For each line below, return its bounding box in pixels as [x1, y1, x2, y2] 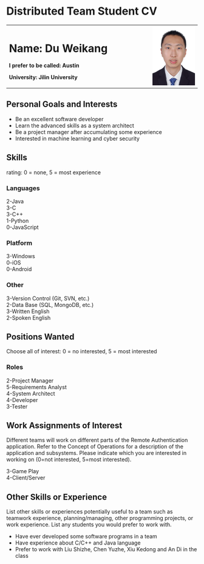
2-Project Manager [6, 376, 54, 384]
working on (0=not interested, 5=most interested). [6, 456, 132, 464]
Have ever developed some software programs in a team [15, 533, 158, 540]
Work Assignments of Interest [6, 420, 123, 431]
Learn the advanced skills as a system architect [15, 122, 135, 129]
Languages [6, 184, 41, 192]
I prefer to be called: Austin [8, 62, 80, 69]
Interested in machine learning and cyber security [15, 135, 140, 142]
